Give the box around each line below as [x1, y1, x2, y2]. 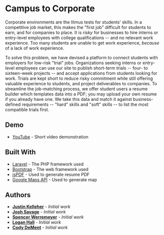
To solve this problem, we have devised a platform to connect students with [5, 54, 158, 60]
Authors [5, 190, 31, 199]
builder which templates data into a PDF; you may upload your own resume [5, 91, 157, 97]
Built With [5, 148, 36, 157]
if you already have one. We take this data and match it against [5, 96, 132, 102]
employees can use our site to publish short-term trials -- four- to [15, 65, 148, 71]
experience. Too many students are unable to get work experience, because [5, 40, 160, 46]
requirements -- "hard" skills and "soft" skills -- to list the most [22, 101, 149, 107]
